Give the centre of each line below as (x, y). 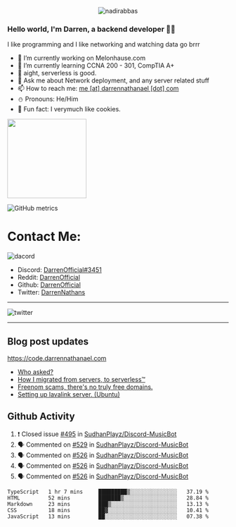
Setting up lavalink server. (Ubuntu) (69, 395)
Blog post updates (48, 341)
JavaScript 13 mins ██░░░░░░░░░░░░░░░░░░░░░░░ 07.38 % (108, 516)
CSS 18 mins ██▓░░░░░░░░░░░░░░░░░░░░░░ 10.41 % (108, 510)
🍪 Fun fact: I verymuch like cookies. (69, 109)
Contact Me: (44, 237)
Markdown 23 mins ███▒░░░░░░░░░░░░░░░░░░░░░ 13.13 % (108, 504)
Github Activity (41, 417)
